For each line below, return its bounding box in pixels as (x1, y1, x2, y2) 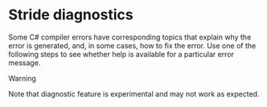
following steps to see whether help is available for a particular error (8, 49, 235, 59)
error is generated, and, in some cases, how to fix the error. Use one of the (8, 40, 257, 50)
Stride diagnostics (8, 6, 134, 24)
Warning (8, 73, 36, 83)
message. (8, 58, 41, 68)
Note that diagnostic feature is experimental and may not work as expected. (8, 88, 260, 98)
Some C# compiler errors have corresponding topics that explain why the (8, 32, 252, 42)
